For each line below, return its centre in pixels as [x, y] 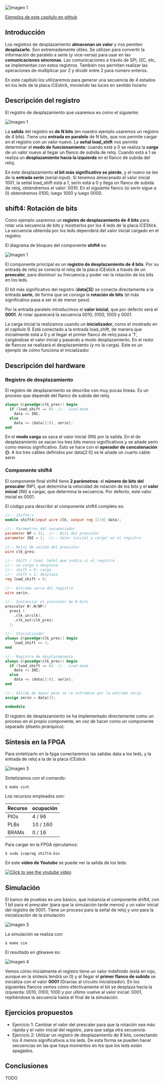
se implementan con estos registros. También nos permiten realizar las [76, 65]
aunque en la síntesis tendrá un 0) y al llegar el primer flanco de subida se [80, 976]
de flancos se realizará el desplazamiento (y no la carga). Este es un [74, 345]
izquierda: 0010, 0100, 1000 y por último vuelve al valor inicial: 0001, [74, 992]
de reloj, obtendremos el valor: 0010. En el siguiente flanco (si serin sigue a [81, 188]
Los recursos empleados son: [35, 796]
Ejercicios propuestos [39, 1013]
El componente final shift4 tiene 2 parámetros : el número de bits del [74, 481]
